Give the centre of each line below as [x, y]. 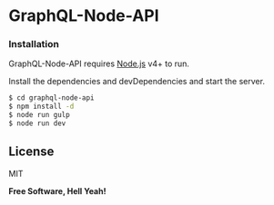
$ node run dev [37, 123]
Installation [34, 44]
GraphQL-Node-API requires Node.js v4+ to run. [99, 63]
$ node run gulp [39, 115]
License [31, 152]
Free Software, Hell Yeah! [57, 190]
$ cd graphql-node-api [51, 98]
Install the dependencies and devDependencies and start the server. [137, 82]
